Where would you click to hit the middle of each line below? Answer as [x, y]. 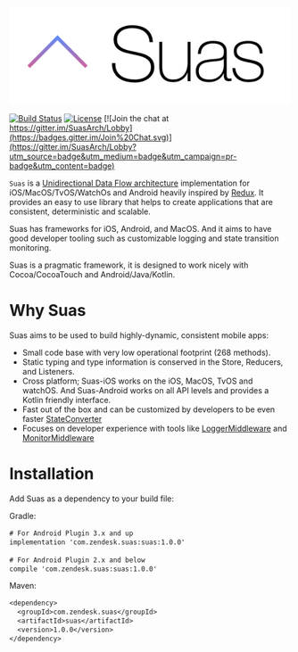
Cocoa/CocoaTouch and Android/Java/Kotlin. [92, 275]
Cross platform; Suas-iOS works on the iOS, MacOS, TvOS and [137, 381]
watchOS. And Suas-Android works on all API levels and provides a [145, 391]
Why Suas [48, 311]
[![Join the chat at [137, 119]
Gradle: [23, 516]
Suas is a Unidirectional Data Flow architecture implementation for [129, 183]
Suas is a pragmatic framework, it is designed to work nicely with [129, 265]
